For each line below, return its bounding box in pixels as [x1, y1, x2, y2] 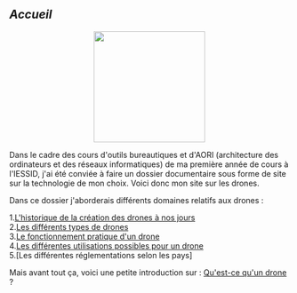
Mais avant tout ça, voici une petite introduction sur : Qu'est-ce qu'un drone [9, 266, 287, 278]
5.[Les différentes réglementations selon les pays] [9, 249, 193, 260]
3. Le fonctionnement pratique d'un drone [9, 231, 160, 242]
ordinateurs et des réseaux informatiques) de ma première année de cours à [9, 159, 289, 170]
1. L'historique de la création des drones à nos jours [9, 212, 196, 223]
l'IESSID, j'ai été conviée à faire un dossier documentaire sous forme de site [9, 168, 286, 178]
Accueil [9, 7, 52, 22]
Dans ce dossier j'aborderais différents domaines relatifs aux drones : [9, 194, 264, 205]
